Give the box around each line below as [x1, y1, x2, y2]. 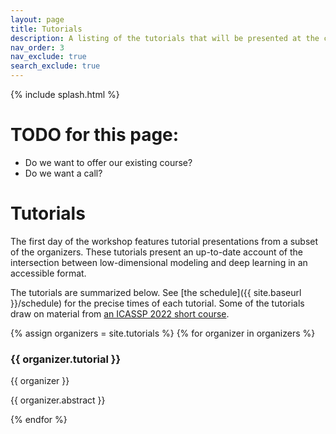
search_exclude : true [10, 61, 101, 71]
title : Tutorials [10, 24, 83, 34]
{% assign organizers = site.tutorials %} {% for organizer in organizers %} [10, 327, 316, 339]
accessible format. [10, 267, 87, 279]
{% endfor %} [10, 414, 68, 426]
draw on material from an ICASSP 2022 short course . [10, 307, 230, 320]
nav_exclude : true [10, 52, 87, 62]
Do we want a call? [24, 167, 103, 179]
